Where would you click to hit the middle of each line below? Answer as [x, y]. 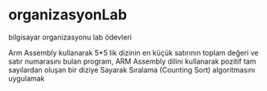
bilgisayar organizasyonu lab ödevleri [70, 37]
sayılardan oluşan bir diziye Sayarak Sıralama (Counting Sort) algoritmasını [132, 69]
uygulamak [27, 78]
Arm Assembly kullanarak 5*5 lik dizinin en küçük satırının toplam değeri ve [133, 52]
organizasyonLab [68, 15]
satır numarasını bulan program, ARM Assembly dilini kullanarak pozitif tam [132, 61]
